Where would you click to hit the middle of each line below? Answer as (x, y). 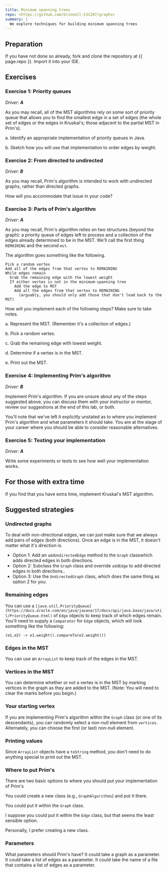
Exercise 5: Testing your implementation (55, 440)
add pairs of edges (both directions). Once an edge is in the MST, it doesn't (83, 540)
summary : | (16, 19)
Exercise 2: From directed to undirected (54, 160)
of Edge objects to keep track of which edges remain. (108, 615)
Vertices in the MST (29, 672)
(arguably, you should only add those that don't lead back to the (90, 295)
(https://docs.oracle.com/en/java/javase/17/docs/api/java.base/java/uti (84, 611)
